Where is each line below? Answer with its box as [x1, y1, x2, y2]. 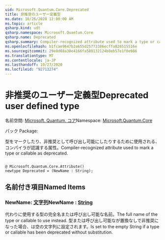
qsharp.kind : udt [5, 26, 41, 31]
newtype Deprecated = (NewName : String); [5, 168, 93, 173]
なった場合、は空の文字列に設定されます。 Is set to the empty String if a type [5, 223, 160, 230]
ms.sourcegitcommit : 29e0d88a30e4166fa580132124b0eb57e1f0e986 [5, 48, 137, 53]
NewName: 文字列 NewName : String [5, 199, 93, 206]
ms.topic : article [5, 21, 43, 26]
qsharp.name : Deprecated [5, 35, 56, 40]
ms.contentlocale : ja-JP [5, 58, 56, 63]
